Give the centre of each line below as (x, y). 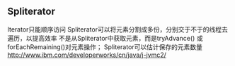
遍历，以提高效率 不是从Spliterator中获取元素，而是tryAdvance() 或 (105, 38)
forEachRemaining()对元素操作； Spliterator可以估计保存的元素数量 (105, 47)
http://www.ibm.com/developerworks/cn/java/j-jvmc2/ (87, 55)
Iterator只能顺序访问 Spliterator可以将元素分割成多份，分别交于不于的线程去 (117, 29)
